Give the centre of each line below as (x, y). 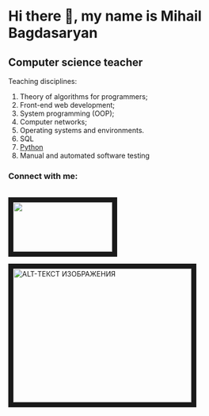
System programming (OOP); (67, 113)
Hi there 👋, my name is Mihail (105, 16)
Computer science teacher (76, 62)
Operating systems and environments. (82, 130)
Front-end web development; (67, 105)
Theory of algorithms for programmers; (84, 97)
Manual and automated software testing (85, 155)
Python (31, 147)
